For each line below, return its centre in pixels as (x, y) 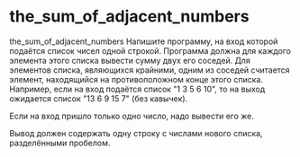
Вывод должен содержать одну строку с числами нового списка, (136, 133)
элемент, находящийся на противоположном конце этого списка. (136, 79)
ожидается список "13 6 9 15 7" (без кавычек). (99, 98)
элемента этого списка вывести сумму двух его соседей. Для (130, 60)
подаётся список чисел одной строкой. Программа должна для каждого (150, 50)
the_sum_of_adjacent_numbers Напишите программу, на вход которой (144, 41)
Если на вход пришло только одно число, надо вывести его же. (132, 116)
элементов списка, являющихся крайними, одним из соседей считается (150, 70)
